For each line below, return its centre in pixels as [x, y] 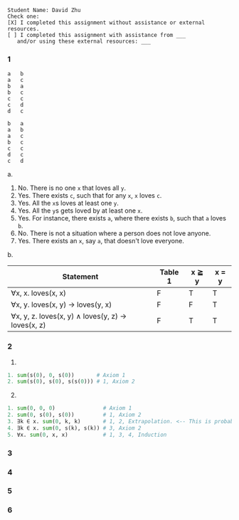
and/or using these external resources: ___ [84, 41]
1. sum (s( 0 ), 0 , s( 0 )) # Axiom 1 [67, 375]
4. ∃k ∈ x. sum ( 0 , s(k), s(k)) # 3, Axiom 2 [74, 428]
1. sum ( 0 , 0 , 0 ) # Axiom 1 [70, 408]
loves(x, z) [28, 325]
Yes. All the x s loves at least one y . [68, 203]
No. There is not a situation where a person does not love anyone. [114, 233]
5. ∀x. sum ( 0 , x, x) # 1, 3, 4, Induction [87, 435]
